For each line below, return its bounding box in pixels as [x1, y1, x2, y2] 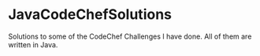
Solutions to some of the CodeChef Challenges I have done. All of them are [8, 32, 252, 41]
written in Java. [8, 39, 58, 49]
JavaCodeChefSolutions [8, 6, 172, 24]
